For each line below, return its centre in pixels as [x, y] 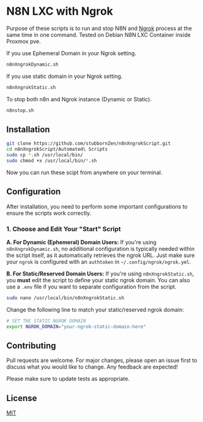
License [22, 398]
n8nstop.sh [20, 110]
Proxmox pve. [24, 41]
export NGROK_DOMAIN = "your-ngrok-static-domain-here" [76, 326]
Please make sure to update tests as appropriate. [68, 379]
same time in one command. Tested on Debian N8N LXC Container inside [98, 34]
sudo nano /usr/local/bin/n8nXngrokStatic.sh [65, 298]
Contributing [31, 346]
